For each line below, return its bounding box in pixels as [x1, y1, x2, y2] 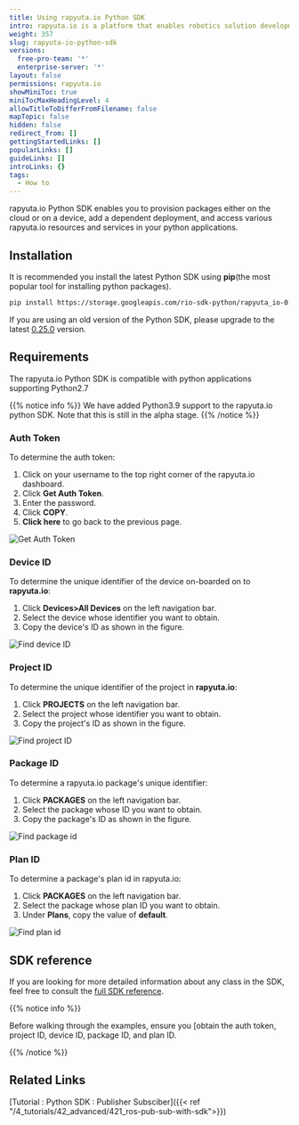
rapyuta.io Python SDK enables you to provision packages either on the [9, 203, 271, 214]
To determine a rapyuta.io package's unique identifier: [9, 777, 208, 788]
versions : [9, 46, 46, 55]
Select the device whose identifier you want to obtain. [21, 612, 220, 624]
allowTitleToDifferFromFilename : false [9, 104, 158, 113]
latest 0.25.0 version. [9, 323, 86, 334]
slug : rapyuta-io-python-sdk [9, 37, 117, 47]
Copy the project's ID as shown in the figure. [21, 718, 186, 729]
